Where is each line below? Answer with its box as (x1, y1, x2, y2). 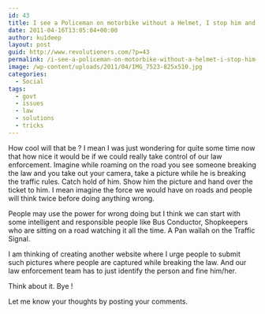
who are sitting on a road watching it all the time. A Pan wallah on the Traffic (8, 226, 256, 235)
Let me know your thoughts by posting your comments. (8, 297, 188, 306)
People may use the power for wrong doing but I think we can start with (8, 208, 241, 218)
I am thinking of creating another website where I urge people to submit (8, 249, 241, 259)
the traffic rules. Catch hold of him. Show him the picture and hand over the (8, 177, 254, 186)
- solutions (15, 114, 55, 122)
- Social (15, 77, 44, 85)
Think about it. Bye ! (8, 281, 73, 290)
